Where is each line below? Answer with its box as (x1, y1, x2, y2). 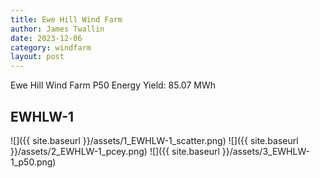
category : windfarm (10, 42, 92, 53)
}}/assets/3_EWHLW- (221, 145, 310, 157)
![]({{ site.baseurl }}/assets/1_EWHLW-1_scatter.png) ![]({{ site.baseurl (10, 134, 299, 146)
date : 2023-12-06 (10, 33, 83, 43)
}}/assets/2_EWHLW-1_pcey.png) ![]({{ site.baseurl (10, 145, 220, 157)
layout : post (10, 52, 65, 62)
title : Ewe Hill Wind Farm (10, 14, 123, 25)
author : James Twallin (10, 24, 105, 34)
